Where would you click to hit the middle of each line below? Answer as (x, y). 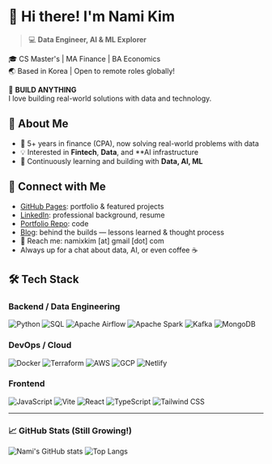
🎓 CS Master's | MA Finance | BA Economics (85, 58)
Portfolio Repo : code (54, 223)
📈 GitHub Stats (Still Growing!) (70, 431)
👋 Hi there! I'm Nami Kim (92, 17)
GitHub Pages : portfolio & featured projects (92, 206)
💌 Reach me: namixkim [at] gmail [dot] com (92, 241)
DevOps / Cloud (40, 346)
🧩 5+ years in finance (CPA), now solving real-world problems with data (139, 143)
